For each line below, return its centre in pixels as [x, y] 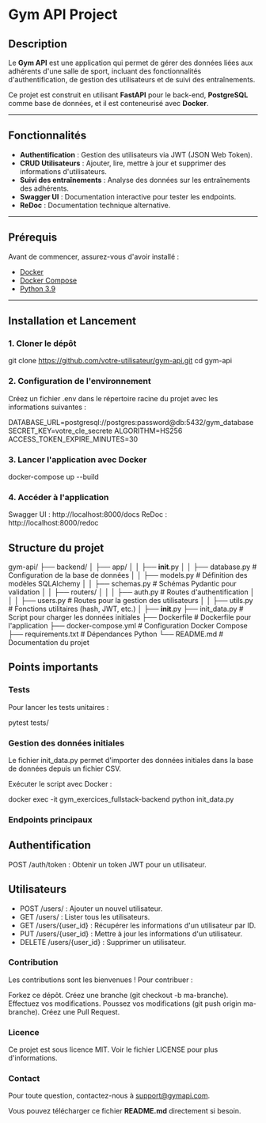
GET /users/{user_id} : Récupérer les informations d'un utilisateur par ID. [138, 925]
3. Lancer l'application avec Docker [78, 459]
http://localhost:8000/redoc [53, 523]
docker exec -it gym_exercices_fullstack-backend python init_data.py [121, 799]
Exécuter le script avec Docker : [60, 784]
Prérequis [33, 238]
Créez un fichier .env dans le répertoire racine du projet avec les [113, 398]
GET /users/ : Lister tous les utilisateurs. [85, 916]
